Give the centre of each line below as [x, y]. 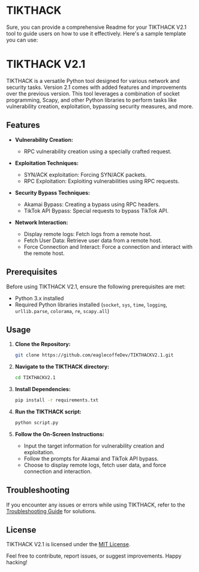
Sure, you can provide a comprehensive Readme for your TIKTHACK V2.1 [97, 27]
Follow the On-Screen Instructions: [60, 434]
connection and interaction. [58, 471]
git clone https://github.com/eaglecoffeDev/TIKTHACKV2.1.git [94, 355]
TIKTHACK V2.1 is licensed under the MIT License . [68, 544]
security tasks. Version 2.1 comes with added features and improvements [97, 87]
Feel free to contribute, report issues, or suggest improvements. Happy [94, 556]
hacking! [17, 562]
